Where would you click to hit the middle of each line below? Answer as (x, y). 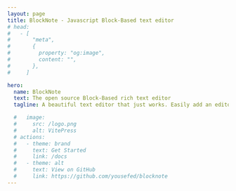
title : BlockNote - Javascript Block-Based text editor (91, 20)
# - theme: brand (42, 144)
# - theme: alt (39, 163)
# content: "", (42, 60)
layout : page (26, 14)
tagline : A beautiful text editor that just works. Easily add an (113, 105)
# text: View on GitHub (55, 170)
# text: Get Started (50, 150)
